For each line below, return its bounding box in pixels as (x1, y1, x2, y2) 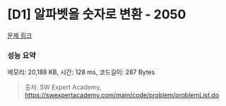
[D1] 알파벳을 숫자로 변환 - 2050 (7, 6, 186, 23)
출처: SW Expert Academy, (24, 83, 102, 92)
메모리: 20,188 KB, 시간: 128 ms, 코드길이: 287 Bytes (7, 68, 155, 76)
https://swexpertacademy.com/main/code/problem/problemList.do (24, 91, 220, 100)
